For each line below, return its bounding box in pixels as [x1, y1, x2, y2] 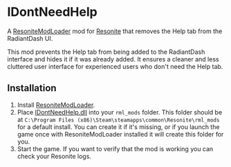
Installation [7, 82, 57, 94]
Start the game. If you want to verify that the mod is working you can [17, 144, 214, 153]
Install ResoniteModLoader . [17, 101, 95, 109]
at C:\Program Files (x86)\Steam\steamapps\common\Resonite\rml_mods [17, 115, 220, 124]
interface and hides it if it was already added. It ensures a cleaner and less [7, 55, 219, 63]
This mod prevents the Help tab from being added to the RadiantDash [7, 48, 205, 56]
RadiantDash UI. [7, 34, 53, 42]
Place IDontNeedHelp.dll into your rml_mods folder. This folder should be [17, 108, 223, 116]
